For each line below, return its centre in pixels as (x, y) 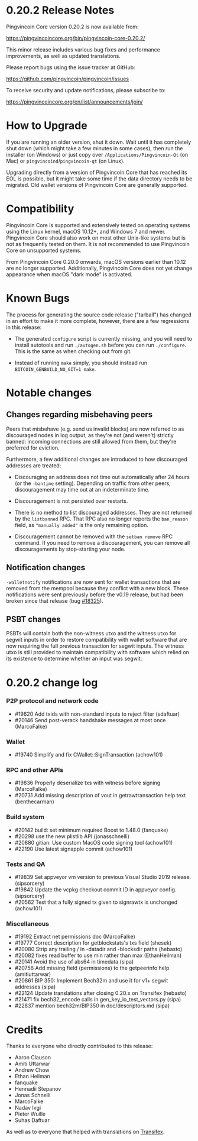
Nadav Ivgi (28, 1108)
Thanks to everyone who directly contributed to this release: (79, 1046)
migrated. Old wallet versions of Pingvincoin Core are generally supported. (97, 185)
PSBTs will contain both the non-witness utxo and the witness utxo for (91, 633)
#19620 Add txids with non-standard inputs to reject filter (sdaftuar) (97, 714)
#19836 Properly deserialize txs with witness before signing (87, 783)
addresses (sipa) (35, 987)
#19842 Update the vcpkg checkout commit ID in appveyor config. (95, 890)
